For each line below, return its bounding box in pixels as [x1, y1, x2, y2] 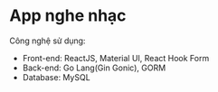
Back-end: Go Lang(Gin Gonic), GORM [22, 62, 166, 73]
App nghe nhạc [9, 5, 127, 26]
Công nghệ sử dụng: [9, 35, 86, 46]
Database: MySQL [22, 71, 90, 82]
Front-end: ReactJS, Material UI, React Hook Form [22, 52, 210, 63]
